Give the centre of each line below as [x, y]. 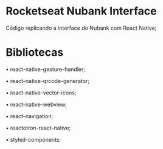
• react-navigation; [29, 116]
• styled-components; [33, 139]
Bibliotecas [35, 52]
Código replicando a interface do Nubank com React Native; [81, 28]
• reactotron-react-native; [38, 128]
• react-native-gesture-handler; [46, 69]
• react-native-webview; [36, 104]
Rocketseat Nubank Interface [81, 11]
